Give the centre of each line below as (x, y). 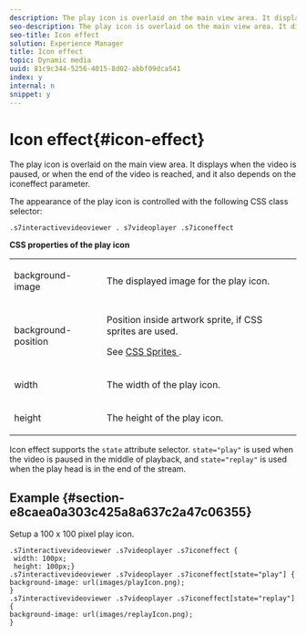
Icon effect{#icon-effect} (107, 139)
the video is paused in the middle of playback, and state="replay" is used (148, 459)
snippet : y (30, 94)
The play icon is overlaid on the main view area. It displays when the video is (153, 164)
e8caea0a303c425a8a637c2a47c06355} (131, 512)
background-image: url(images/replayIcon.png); (102, 615)
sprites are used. (142, 331)
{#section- (93, 498)
